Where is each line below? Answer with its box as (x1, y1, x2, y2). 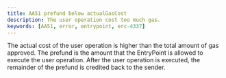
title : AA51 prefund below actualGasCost (7, 10, 127, 17)
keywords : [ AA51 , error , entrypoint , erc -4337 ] (7, 23, 146, 29)
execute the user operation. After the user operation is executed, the (7, 56, 201, 64)
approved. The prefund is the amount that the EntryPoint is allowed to (7, 49, 203, 57)
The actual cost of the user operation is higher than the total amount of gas (7, 42, 219, 50)
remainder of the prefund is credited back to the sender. (7, 63, 166, 72)
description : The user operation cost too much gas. (7, 16, 161, 23)
